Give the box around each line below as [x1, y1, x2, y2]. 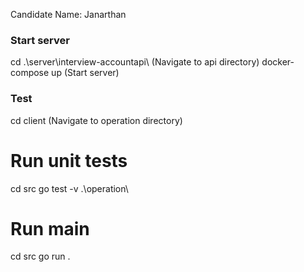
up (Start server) [51, 67, 120, 79]
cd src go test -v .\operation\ [10, 182, 129, 194]
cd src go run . [10, 250, 71, 263]
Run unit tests [10, 149, 128, 172]
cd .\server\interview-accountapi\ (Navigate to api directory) [10, 56, 260, 68]
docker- [261, 56, 295, 68]
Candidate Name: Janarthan [10, 9, 127, 20]
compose [10, 67, 50, 79]
